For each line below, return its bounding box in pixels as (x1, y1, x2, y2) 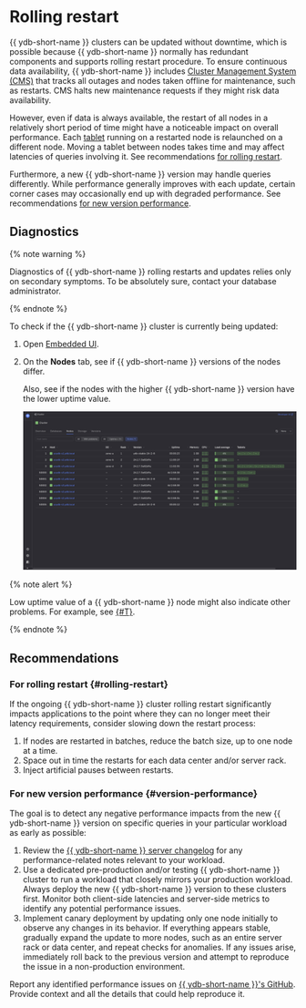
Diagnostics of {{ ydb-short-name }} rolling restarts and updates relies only (9, 266, 291, 277)
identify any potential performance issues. (22, 903, 182, 914)
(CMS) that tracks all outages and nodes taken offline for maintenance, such (9, 75, 296, 86)
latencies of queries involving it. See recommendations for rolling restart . (9, 150, 282, 161)
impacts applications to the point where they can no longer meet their (9, 708, 270, 719)
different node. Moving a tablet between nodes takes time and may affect (9, 141, 285, 152)
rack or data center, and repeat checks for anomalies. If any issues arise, (22, 941, 297, 953)
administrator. (9, 285, 62, 296)
